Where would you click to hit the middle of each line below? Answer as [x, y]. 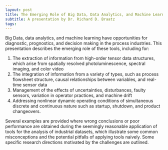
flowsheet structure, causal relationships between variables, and [79, 79]
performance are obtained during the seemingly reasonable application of [81, 126]
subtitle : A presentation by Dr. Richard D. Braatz [60, 19]
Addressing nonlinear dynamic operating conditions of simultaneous [83, 101]
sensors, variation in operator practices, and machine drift [72, 95]
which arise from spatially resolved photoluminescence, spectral [79, 63]
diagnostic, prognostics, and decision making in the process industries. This [83, 43]
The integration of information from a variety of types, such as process [85, 74]
